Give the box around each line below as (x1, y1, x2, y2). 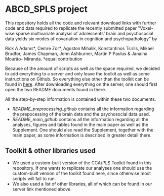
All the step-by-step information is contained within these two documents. (5, 96, 157, 102)
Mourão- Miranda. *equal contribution (5, 56, 82, 62)
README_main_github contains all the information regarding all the (12, 116, 149, 122)
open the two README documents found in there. (5, 86, 106, 92)
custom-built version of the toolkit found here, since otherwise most (12, 170, 151, 176)
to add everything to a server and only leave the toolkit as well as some (5, 70, 150, 76)
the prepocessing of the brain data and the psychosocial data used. (12, 111, 150, 117)
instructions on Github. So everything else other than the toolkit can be (5, 76, 149, 82)
